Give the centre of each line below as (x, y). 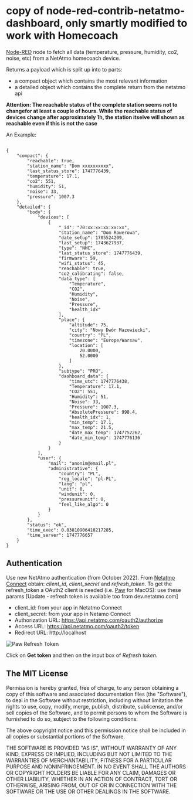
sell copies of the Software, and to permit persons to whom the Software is (97, 713)
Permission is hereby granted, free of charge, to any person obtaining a (92, 687)
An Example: (21, 135)
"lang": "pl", (76, 484)
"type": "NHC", (77, 248)
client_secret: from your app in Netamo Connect (72, 614)
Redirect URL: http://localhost (50, 632)
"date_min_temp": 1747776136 (105, 438)
